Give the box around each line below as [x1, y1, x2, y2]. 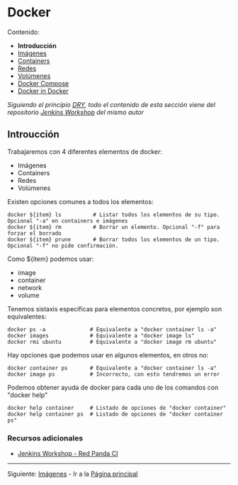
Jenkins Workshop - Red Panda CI [17, 450, 118, 458]
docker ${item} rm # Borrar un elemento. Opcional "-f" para [7, 223, 220, 230]
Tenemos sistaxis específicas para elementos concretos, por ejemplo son [7, 304, 222, 313]
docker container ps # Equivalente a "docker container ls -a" [7, 364, 217, 372]
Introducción [17, 41, 57, 50]
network [17, 283, 42, 291]
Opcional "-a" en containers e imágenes [7, 217, 129, 224]
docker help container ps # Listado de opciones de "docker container [7, 411, 223, 418]
